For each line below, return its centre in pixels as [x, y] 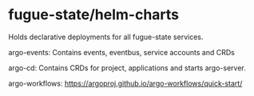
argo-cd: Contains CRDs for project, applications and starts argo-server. [127, 68]
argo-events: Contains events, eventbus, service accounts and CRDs [122, 52]
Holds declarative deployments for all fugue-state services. [106, 37]
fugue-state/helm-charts [94, 15]
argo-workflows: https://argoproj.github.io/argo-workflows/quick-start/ [125, 83]
